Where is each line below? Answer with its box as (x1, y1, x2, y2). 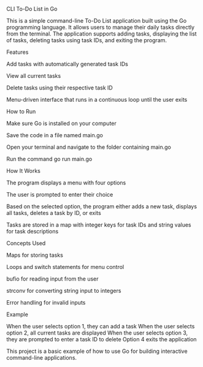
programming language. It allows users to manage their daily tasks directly (6, 24, 195, 31)
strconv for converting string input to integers (6, 287, 121, 294)
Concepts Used (6, 240, 46, 247)
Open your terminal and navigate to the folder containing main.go (6, 143, 172, 151)
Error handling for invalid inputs (6, 299, 86, 306)
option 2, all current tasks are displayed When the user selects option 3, (6, 329, 188, 336)
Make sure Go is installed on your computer (6, 119, 117, 127)
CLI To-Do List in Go (6, 6, 58, 12)
